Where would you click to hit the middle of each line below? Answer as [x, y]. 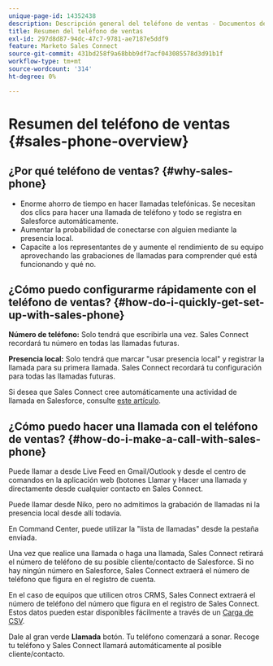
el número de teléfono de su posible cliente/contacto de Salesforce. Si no [131, 562]
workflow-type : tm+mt [45, 62]
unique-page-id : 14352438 [52, 16]
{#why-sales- [197, 171]
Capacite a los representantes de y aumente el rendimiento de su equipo [142, 247]
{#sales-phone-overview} [99, 141]
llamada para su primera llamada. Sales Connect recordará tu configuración [135, 368]
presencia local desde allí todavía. [65, 513]
